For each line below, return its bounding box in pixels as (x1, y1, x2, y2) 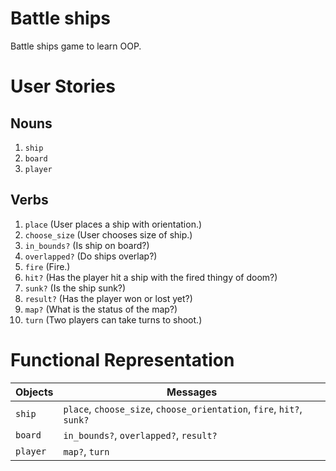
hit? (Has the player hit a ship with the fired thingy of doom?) (24, 271, 278, 283)
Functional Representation (10, 348, 235, 371)
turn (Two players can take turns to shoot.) (24, 313, 203, 326)
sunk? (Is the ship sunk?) (24, 282, 127, 294)
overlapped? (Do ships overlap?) (24, 250, 158, 262)
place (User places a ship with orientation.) (24, 218, 203, 230)
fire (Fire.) (24, 260, 71, 272)
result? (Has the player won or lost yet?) (24, 292, 193, 304)
